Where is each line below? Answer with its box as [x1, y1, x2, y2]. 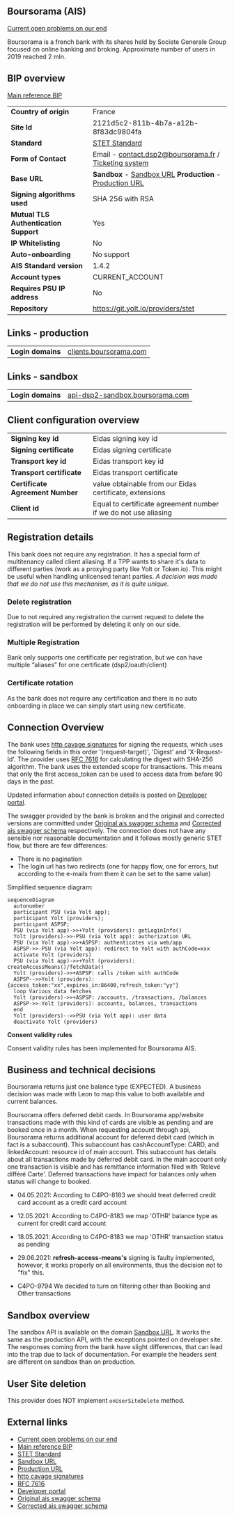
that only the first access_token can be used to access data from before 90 [7, 770, 223, 778]
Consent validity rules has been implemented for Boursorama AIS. [7, 1044, 196, 1052]
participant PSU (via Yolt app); [13, 908, 111, 915]
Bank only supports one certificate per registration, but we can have [7, 653, 203, 662]
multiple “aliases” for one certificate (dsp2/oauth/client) [7, 661, 167, 669]
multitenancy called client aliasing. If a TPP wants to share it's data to [7, 557, 206, 566]
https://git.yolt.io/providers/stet [93, 303, 195, 313]
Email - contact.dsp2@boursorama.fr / [93, 149, 220, 159]
